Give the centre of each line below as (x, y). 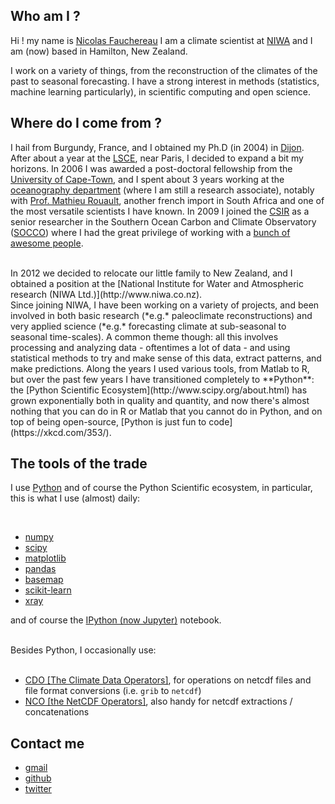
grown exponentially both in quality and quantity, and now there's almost (160, 400)
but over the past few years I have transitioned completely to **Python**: (162, 379)
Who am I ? (45, 16)
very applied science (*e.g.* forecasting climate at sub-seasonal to (148, 326)
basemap (44, 580)
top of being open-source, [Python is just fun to (108, 421)
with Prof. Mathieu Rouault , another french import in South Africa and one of (167, 200)
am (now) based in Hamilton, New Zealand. (99, 51)
